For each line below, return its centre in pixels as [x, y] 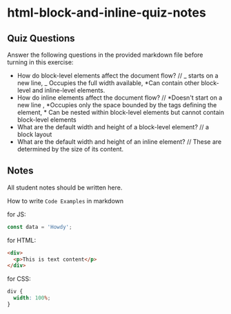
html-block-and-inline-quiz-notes [107, 13]
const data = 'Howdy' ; [40, 227]
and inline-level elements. [69, 90]
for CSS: [19, 279]
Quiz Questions [41, 38]
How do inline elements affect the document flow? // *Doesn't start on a [120, 98]
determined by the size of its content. [70, 149]
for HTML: [22, 240]
